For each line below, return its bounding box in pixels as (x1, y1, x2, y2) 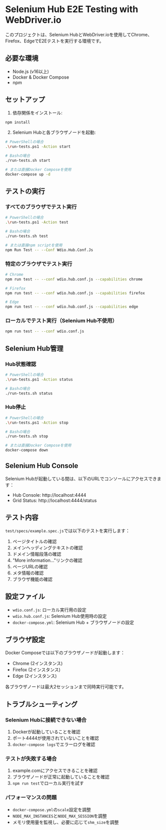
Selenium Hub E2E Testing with (5, 4, 138, 15)
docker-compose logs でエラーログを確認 (12, 741, 96, 747)
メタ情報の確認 (12, 570, 44, 576)
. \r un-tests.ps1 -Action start (5, 144, 71, 149)
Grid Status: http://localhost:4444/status (12, 497, 97, 503)
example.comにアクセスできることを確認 (12, 767, 98, 774)
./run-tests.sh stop (5, 434, 49, 439)
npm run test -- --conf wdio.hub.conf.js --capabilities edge (5, 304, 138, 310)
